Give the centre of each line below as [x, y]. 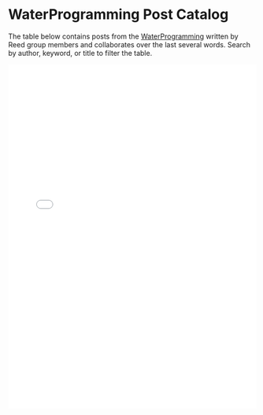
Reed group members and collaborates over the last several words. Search [129, 44]
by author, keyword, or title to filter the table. [80, 53]
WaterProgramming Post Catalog [119, 15]
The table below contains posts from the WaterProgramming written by [123, 36]
